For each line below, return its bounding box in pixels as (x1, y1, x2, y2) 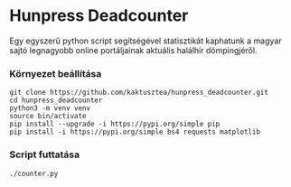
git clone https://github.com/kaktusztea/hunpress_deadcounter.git (9, 88, 269, 98)
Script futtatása (9, 148, 80, 161)
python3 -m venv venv (9, 104, 91, 113)
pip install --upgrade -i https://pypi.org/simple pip (9, 119, 221, 129)
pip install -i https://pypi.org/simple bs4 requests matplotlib (9, 127, 260, 136)
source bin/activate (9, 112, 88, 121)
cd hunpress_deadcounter (9, 96, 103, 105)
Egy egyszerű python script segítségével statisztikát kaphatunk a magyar (9, 35, 282, 46)
